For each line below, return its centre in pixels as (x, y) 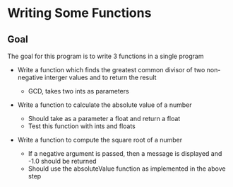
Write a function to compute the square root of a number (100, 140)
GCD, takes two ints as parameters (78, 91)
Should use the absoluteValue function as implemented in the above (127, 169)
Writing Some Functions (79, 13)
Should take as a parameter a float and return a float (104, 119)
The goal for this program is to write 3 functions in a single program (106, 56)
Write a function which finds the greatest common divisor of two (111, 70)
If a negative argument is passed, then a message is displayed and (125, 153)
